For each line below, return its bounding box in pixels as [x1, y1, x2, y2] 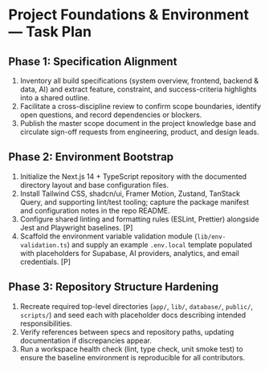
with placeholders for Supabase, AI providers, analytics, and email [19, 248, 239, 258]
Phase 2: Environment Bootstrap [8, 150, 174, 164]
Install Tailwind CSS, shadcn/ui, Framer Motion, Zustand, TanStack [19, 189, 241, 198]
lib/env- [196, 233, 226, 241]
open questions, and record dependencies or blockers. [19, 110, 202, 120]
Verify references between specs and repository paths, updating [19, 327, 234, 336]
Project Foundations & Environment [8, 6, 250, 24]
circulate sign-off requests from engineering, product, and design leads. [19, 127, 259, 136]
